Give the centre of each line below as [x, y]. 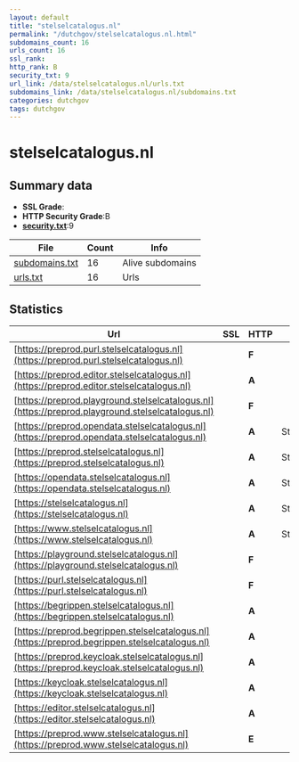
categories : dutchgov [49, 100]
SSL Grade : [43, 207]
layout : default [39, 17]
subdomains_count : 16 [49, 42]
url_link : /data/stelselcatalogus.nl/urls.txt [97, 84]
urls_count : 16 [37, 51]
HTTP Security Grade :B [66, 217]
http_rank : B [33, 68]
